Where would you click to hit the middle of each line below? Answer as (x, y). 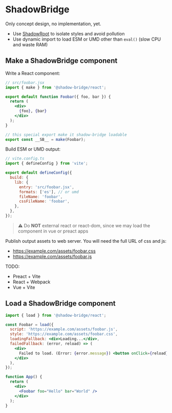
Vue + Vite (24, 287)
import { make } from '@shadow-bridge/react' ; (56, 87)
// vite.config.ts (25, 159)
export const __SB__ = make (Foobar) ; (46, 139)
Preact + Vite (27, 276)
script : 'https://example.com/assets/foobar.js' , (64, 329)
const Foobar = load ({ (29, 325)
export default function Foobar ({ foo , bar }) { (58, 97)
